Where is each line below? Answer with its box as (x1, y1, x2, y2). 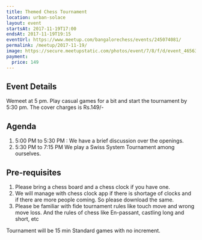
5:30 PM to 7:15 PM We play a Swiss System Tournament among (14, 144, 175, 151)
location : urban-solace (6, 14, 66, 20)
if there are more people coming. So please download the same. (14, 196, 174, 203)
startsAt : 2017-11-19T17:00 (6, 25, 77, 32)
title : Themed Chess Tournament (6, 8, 87, 15)
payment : (6, 54, 28, 60)
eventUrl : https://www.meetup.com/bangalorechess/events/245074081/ (6, 37, 182, 43)
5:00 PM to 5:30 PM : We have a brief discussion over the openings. (14, 137, 185, 144)
